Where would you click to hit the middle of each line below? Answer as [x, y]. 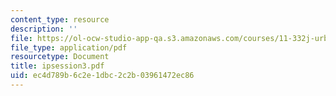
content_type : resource [60, 19]
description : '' [44, 29]
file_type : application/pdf [69, 47]
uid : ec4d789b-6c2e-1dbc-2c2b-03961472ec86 [102, 76]
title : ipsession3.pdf [57, 66]
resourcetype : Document [60, 57]
